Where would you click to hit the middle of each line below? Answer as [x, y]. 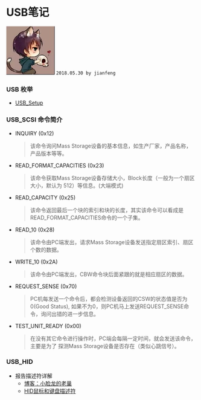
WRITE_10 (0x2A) [37, 262]
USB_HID [20, 362]
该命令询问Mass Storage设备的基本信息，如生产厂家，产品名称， [111, 146]
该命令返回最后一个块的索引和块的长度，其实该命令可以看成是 [107, 210]
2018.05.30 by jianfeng [86, 73]
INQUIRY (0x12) [34, 133]
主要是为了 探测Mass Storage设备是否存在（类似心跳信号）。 [105, 346]
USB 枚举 [20, 89]
